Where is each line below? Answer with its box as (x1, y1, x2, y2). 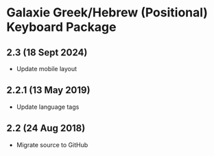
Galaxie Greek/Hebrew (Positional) (6, 5, 209, 21)
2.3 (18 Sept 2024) (6, 47, 88, 58)
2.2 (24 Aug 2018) (6, 122, 86, 134)
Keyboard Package (6, 19, 117, 35)
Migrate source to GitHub (16, 140, 88, 148)
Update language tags (16, 103, 80, 111)
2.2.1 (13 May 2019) (6, 84, 91, 96)
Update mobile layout (16, 65, 77, 73)
